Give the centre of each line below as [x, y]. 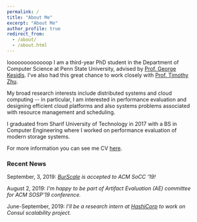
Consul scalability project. [39, 213]
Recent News [27, 164]
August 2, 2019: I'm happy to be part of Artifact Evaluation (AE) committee [99, 188]
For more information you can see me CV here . [65, 148]
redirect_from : [26, 34]
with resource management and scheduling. [61, 112]
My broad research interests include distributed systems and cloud [90, 93]
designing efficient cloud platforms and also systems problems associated [99, 106]
